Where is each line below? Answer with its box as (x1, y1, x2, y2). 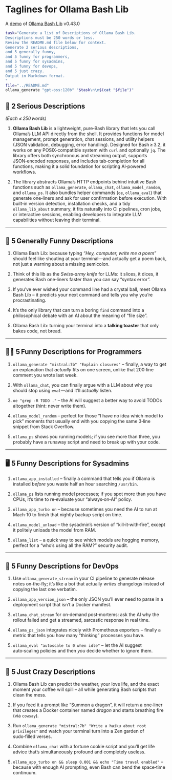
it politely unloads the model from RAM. (12, 526, 96, 533)
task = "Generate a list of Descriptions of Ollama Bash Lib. (5, 30, 137, 35)
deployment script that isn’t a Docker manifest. (12, 602, 112, 608)
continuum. (12, 770, 37, 776)
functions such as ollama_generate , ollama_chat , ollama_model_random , (12, 184, 161, 191)
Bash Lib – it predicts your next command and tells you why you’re (12, 291, 153, 298)
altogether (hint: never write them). (12, 403, 87, 409)
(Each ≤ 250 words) (5, 115, 47, 121)
